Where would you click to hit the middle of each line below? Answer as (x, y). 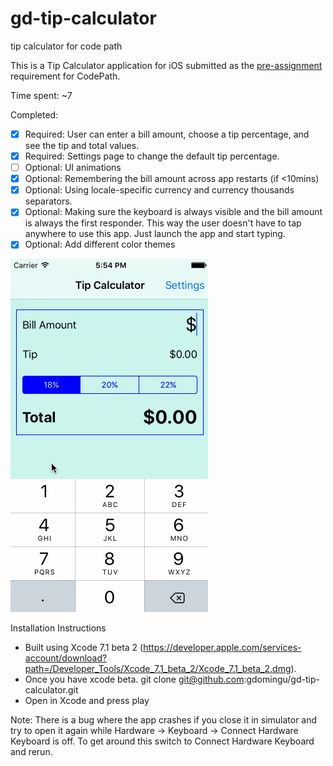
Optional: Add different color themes (100, 244)
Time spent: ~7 (41, 95)
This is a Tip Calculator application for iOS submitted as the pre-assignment (166, 65)
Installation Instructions (58, 628)
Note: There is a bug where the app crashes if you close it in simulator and (164, 720)
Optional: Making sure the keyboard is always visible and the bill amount (173, 212)
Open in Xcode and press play (87, 701)
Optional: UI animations (73, 168)
